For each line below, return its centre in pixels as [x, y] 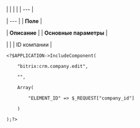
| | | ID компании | [29, 45]
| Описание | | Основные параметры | [57, 33]
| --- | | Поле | [24, 21]
